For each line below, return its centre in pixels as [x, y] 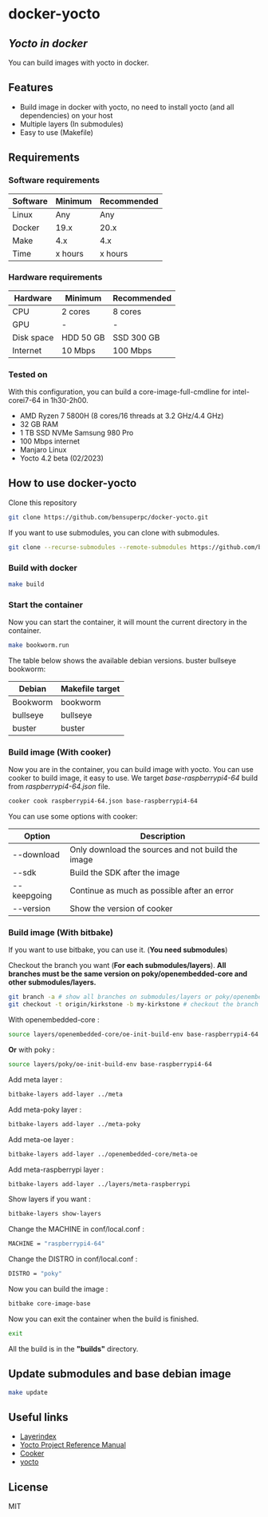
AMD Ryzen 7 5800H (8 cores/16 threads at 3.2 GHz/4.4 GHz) [122, 416]
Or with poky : [32, 1050]
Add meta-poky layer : [45, 1109]
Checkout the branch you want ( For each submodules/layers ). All [117, 966]
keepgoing [32, 896]
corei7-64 [25, 400]
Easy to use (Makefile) [57, 132]
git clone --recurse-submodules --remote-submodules [98, 547]
